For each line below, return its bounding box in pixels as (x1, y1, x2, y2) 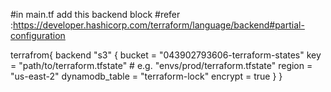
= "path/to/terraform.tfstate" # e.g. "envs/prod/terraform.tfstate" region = (10, 60, 313, 71)
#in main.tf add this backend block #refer (10, 9, 181, 20)
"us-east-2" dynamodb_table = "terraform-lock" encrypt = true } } (10, 70, 283, 82)
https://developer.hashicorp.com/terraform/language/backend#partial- (13, 19, 305, 31)
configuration (10, 30, 66, 41)
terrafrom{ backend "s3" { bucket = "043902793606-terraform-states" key (10, 49, 322, 61)
